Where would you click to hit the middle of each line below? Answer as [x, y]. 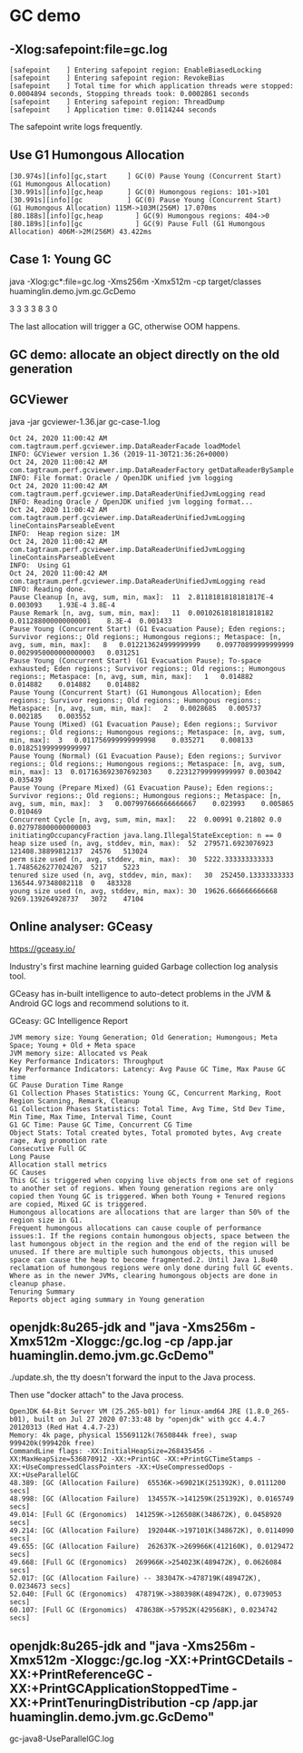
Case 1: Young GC [60, 260]
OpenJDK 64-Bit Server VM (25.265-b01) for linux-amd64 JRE [126, 1412]
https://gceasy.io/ [42, 949]
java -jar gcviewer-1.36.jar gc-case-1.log [85, 421]
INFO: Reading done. [49, 589]
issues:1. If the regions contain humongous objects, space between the [150, 1236]
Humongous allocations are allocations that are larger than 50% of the [150, 1212]
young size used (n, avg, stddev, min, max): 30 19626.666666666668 [144, 891]
